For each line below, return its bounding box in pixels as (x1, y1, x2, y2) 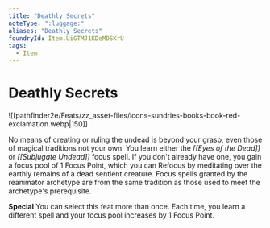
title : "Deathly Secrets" (8, 11, 95, 20)
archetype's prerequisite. (8, 186, 92, 196)
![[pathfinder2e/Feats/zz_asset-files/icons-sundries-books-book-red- (8, 110, 241, 120)
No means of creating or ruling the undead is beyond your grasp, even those (8, 135, 263, 144)
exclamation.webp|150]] (8, 118, 89, 129)
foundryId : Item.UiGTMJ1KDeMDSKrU (8, 34, 125, 43)
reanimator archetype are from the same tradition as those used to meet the (8, 177, 260, 187)
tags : (8, 42, 27, 50)
